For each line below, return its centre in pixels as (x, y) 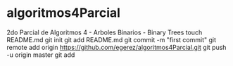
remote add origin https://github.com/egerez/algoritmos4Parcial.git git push (116, 47)
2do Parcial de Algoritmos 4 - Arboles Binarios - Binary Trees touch (105, 32)
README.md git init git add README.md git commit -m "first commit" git (111, 39)
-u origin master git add (41, 55)
